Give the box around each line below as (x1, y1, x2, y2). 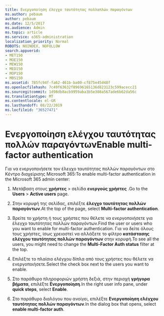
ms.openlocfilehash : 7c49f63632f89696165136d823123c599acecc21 (5, 84, 137, 90)
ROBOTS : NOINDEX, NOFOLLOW (5, 44, 60, 49)
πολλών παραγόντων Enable (5, 139, 125, 150)
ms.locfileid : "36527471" (5, 107, 58, 113)
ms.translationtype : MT (5, 94, 54, 99)
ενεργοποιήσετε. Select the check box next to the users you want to (12, 261, 149, 267)
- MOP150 (5, 71, 23, 76)
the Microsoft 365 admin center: (5, 176, 70, 182)
